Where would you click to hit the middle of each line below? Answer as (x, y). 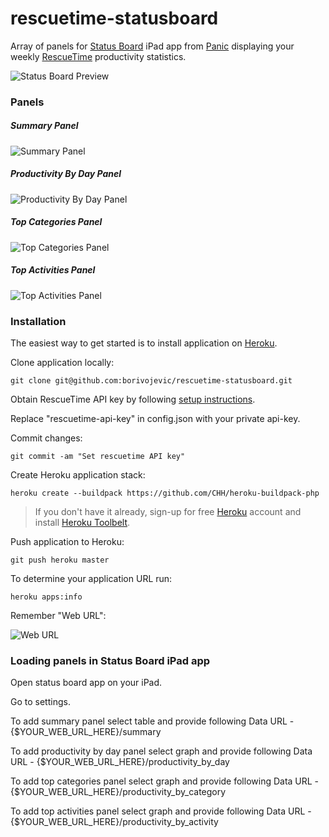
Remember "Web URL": (58, 616)
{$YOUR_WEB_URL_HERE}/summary (86, 732)
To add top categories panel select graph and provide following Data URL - (165, 781)
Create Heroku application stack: (78, 475)
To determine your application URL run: (91, 579)
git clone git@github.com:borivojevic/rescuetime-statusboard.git (151, 381)
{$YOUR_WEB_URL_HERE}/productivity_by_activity (114, 822)
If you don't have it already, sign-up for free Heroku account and (168, 512)
